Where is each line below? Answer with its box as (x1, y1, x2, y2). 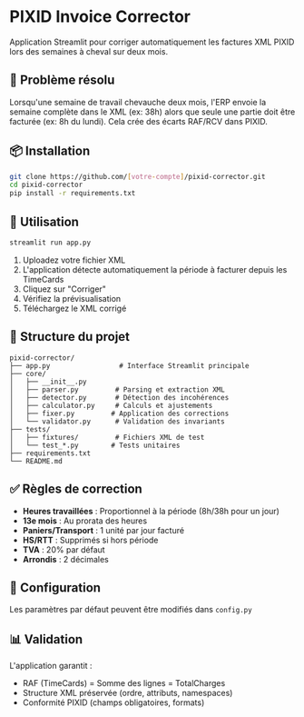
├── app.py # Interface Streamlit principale (9, 361, 250, 370)
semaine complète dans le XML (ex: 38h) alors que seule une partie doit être (9, 106, 296, 117)
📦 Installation (9, 144, 91, 159)
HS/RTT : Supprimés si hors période (22, 534, 159, 545)
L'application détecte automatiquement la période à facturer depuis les (22, 264, 288, 274)
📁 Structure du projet (9, 329, 130, 344)
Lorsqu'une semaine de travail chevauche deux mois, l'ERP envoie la (9, 96, 266, 107)
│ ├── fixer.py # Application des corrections (9, 409, 230, 418)
